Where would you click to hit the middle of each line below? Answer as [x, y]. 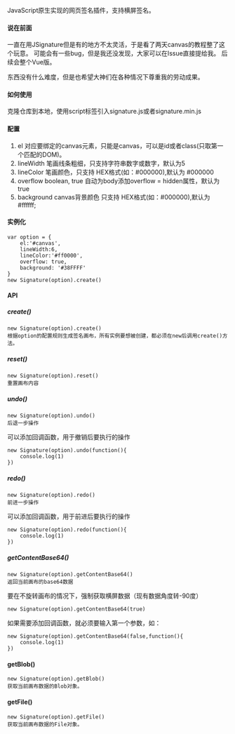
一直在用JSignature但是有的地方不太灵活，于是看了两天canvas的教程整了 [113, 45]
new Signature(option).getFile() [56, 717]
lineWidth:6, [39, 249]
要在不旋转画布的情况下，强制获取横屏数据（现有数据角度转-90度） [105, 596]
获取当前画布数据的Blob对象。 [45, 686]
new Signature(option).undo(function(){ [67, 451]
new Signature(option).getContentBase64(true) [76, 609]
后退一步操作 [23, 423]
